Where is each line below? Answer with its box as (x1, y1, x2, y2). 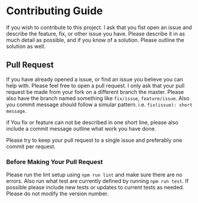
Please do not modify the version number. (6, 190, 109, 197)
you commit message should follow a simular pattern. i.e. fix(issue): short (6, 101, 193, 108)
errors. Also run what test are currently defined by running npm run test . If (6, 177, 189, 185)
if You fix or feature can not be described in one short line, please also (6, 119, 178, 126)
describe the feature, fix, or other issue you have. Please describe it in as (6, 30, 186, 37)
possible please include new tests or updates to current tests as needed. (6, 184, 184, 191)
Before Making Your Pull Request (6, 157, 103, 166)
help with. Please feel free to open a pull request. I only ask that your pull (6, 82, 185, 89)
